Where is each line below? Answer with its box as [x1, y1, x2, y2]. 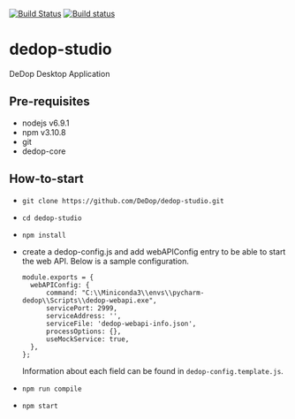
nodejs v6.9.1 [21, 118, 70, 128]
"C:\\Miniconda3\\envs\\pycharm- [81, 288, 205, 297]
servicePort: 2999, [45, 303, 117, 313]
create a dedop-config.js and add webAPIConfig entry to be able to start [21, 246, 286, 256]
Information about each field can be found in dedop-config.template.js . [21, 365, 284, 376]
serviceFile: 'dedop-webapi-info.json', [45, 319, 197, 328]
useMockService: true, [45, 334, 130, 344]
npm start [21, 401, 59, 410]
